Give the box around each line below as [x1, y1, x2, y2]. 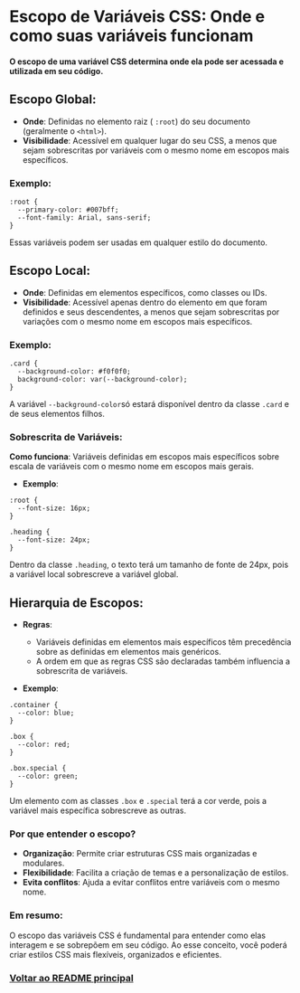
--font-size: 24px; [17, 535, 91, 544]
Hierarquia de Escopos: [9, 595, 144, 610]
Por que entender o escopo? [9, 827, 136, 840]
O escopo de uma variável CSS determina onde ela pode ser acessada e [9, 56, 285, 67]
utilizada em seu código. [9, 65, 104, 76]
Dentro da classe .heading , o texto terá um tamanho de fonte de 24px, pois [9, 559, 289, 571]
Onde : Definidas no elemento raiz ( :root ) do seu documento [22, 116, 251, 127]
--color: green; [17, 771, 79, 781]
